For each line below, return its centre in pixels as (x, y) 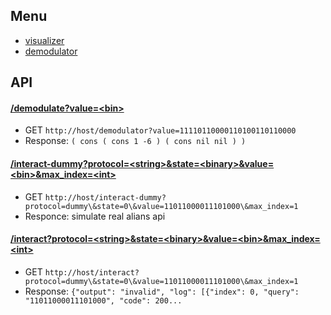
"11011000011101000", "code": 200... (103, 300)
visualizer (44, 40)
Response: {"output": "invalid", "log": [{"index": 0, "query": (162, 291)
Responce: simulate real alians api (95, 216)
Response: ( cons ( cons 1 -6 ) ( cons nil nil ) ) (135, 141)
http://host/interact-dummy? (105, 197)
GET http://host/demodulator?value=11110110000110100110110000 (160, 130)
